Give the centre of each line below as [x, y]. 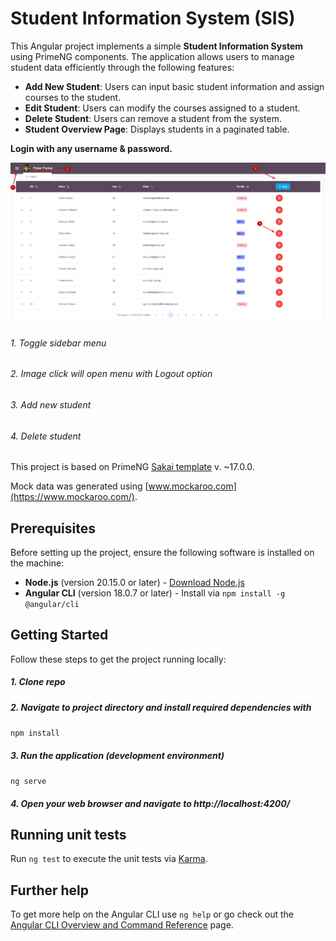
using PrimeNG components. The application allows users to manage [152, 56]
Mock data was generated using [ [79, 486]
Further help [50, 890]
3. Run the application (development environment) [117, 755]
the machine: [37, 563]
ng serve [28, 782]
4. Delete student [46, 436]
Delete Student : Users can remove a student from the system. [153, 118]
